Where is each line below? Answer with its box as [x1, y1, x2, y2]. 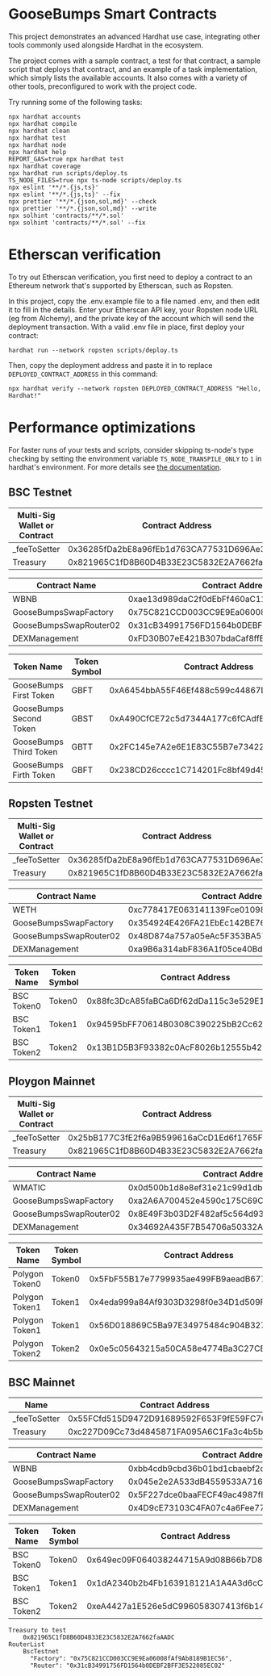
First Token [12, 689, 55, 700]
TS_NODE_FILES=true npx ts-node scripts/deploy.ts [8, 176, 182, 184]
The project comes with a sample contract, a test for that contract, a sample [8, 56, 261, 65]
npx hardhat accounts [8, 112, 81, 121]
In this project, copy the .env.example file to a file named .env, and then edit [8, 296, 261, 306]
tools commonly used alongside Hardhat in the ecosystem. [8, 40, 204, 49]
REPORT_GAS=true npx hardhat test [8, 155, 125, 163]
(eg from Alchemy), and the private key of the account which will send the [8, 313, 255, 323]
